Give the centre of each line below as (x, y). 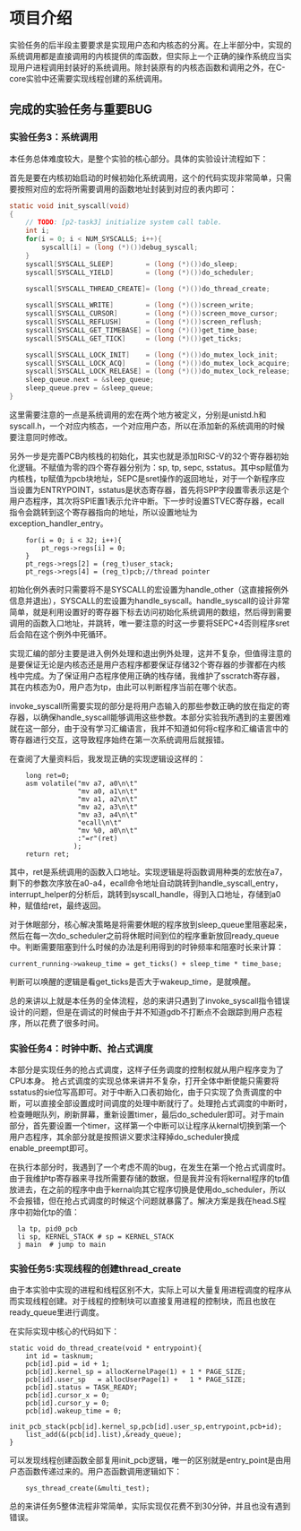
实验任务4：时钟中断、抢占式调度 (82, 1048)
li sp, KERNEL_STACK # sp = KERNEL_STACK (96, 1237)
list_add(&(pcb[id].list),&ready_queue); (103, 1435)
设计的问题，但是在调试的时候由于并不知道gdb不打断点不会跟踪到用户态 (142, 1012)
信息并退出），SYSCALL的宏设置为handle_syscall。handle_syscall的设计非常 (150, 601)
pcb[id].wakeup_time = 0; (74, 1411)
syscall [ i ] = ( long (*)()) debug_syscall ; (120, 247)
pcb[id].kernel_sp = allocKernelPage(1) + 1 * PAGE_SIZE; (136, 1372)
